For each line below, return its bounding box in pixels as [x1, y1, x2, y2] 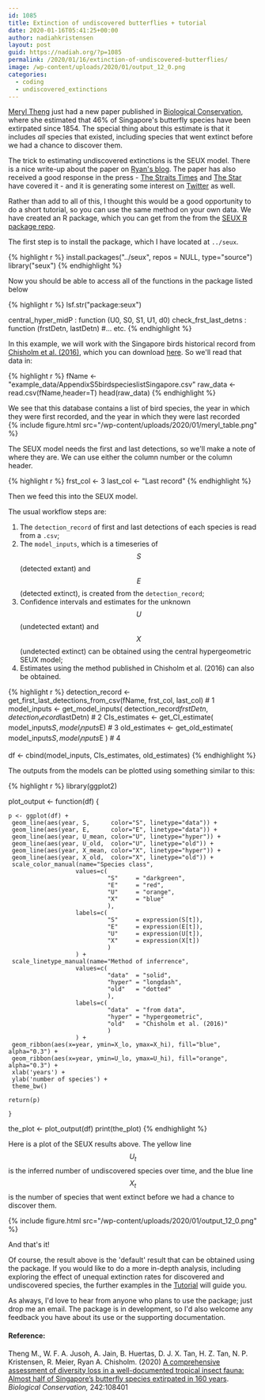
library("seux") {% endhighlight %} [8, 261, 123, 270]
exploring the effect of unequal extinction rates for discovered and [8, 1272, 225, 1282]
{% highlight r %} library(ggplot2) [8, 781, 117, 791]
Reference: [8, 1330, 46, 1340]
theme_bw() [11, 1082, 47, 1090]
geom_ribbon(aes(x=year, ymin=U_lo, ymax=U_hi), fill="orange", [11, 1055, 228, 1062]
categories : [8, 71, 47, 78]
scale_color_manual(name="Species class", [11, 860, 154, 868]
